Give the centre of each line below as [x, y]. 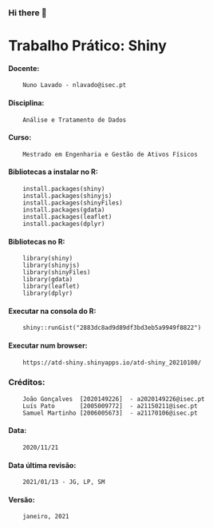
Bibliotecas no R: [37, 241]
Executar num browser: [48, 345]
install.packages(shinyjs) [67, 196]
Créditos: [27, 383]
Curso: [20, 137]
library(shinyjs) [51, 266]
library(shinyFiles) [57, 272]
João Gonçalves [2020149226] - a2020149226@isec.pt [114, 399]
